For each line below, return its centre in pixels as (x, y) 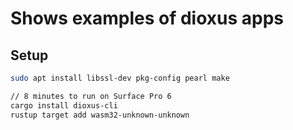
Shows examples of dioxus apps (147, 18)
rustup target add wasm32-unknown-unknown (100, 115)
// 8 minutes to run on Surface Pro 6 (91, 96)
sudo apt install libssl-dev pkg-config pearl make (120, 78)
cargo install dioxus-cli (64, 105)
